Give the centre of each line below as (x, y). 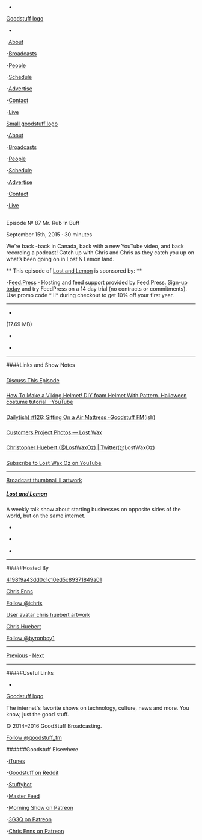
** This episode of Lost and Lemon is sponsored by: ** (74, 271)
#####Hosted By (28, 568)
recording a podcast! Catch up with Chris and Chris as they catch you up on (100, 253)
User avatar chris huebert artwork (48, 614)
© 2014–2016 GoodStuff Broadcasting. (54, 726)
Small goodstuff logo (32, 124)
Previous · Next (25, 655)
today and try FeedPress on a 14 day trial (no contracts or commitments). (97, 289)
